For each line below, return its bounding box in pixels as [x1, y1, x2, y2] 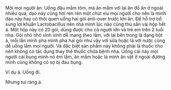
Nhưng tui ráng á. [5, 79, 43, 85]
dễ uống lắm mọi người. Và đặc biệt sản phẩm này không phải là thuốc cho [5, 43, 163, 49]
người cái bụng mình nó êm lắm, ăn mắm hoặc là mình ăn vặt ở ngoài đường [5, 54, 165, 60]
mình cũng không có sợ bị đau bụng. [5, 59, 83, 65]
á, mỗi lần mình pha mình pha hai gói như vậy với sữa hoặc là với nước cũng [5, 37, 165, 43]
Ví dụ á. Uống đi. [5, 69, 41, 75]
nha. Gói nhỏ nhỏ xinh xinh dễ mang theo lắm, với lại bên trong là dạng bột [5, 32, 163, 38]
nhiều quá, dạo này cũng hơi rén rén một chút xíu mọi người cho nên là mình [5, 10, 166, 16]
